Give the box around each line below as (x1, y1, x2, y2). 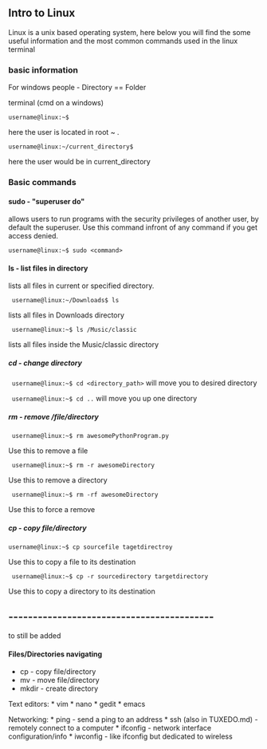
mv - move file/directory (19, 676, 100, 685)
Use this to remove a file (8, 446, 88, 455)
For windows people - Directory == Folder (8, 83, 147, 93)
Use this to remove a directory (8, 475, 108, 485)
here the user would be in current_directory (8, 157, 151, 167)
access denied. (8, 231, 58, 241)
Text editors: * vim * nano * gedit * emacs (8, 700, 146, 709)
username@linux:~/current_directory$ (8, 143, 134, 151)
